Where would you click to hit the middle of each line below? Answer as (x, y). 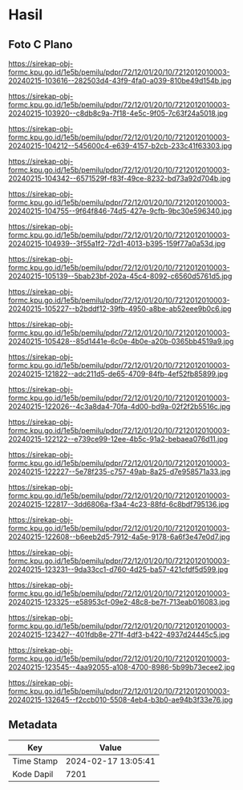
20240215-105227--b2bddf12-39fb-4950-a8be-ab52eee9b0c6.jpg (120, 309)
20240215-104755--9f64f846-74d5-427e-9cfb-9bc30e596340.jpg (120, 211)
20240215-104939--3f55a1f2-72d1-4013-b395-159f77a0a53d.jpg (117, 243)
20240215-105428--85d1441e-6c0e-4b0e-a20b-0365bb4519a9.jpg (121, 341)
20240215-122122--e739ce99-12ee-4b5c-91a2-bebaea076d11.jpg (118, 439)
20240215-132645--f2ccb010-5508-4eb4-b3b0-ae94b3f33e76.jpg (121, 700)
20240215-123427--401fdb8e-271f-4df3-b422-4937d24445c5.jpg (119, 634)
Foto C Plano (40, 45)
